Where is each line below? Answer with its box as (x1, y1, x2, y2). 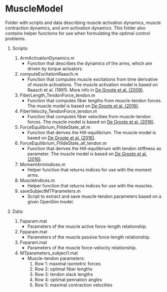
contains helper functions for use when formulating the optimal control (5, 30, 151, 36)
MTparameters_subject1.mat (19, 250, 78, 256)
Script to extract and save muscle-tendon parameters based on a (27, 193, 162, 199)
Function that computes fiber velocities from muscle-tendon (27, 113, 151, 119)
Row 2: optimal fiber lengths (34, 266, 93, 272)
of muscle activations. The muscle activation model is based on (27, 81, 158, 88)
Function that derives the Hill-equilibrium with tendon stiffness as (27, 145, 162, 151)
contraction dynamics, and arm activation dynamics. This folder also (5, 25, 146, 31)
